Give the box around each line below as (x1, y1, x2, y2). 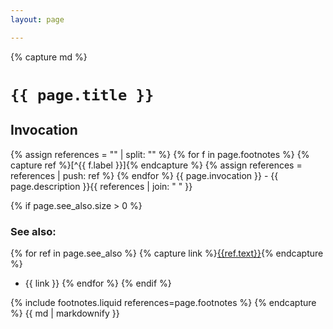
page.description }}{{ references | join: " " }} (10, 180, 193, 192)
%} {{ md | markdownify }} (10, 307, 120, 319)
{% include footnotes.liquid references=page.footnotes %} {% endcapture (10, 296, 317, 308)
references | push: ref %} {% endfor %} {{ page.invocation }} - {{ (10, 169, 279, 181)
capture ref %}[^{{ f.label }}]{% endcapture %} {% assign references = (10, 159, 303, 171)
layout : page (10, 14, 65, 25)
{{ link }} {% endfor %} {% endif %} (24, 277, 172, 289)
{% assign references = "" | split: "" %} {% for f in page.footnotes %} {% (10, 148, 310, 160)
